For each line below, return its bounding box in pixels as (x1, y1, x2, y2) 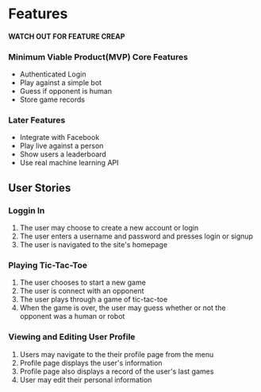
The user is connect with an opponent (19, 286, 144, 296)
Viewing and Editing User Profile (8, 332, 136, 343)
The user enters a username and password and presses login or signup (19, 231, 254, 241)
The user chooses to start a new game (19, 278, 147, 287)
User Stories (8, 180, 71, 195)
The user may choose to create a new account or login (19, 223, 199, 233)
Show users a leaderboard (19, 149, 107, 159)
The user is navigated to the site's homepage (19, 240, 168, 250)
